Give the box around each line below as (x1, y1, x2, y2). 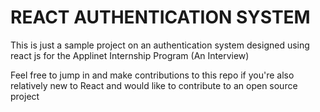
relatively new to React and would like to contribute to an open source (10, 79, 298, 91)
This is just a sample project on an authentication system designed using (10, 39, 310, 51)
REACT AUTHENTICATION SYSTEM (10, 6, 311, 29)
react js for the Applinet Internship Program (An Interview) (10, 49, 250, 61)
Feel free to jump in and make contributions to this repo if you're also (10, 69, 295, 81)
